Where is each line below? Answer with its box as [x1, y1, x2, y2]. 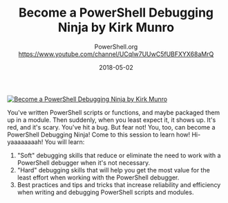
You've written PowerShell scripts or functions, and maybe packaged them [7, 108, 220, 116]
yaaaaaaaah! [7, 137, 44, 146]
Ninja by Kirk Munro [57, 19, 175, 35]
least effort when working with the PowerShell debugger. [17, 173, 180, 182]
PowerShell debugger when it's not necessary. [17, 158, 151, 167]
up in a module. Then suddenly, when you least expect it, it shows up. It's [7, 116, 216, 124]
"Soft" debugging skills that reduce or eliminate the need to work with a [17, 151, 221, 159]
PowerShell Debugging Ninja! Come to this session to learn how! [7, 130, 191, 139]
